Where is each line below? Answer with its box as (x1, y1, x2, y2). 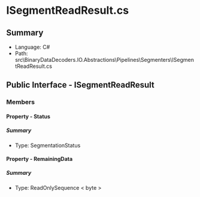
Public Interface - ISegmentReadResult (6, 80, 154, 90)
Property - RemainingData (6, 156, 73, 163)
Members (6, 98, 35, 106)
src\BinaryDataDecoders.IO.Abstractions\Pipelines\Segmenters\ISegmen (14, 56, 195, 63)
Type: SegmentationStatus (14, 142, 81, 149)
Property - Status (6, 112, 51, 120)
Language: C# (14, 43, 50, 50)
